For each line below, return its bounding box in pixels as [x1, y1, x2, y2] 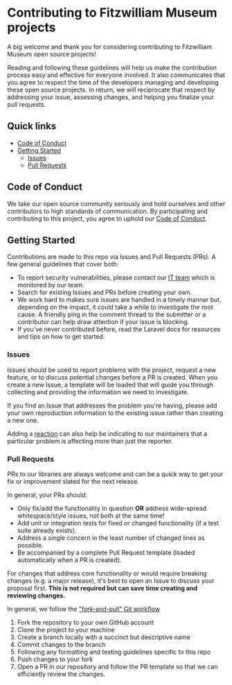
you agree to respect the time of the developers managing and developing [7, 78, 220, 86]
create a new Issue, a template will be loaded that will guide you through [7, 380, 213, 389]
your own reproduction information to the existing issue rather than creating [7, 408, 224, 417]
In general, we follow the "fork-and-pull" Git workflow [7, 604, 161, 613]
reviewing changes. [7, 591, 66, 600]
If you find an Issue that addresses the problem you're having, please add [7, 401, 217, 409]
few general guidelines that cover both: [7, 260, 119, 269]
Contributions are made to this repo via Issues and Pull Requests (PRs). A [7, 253, 216, 261]
